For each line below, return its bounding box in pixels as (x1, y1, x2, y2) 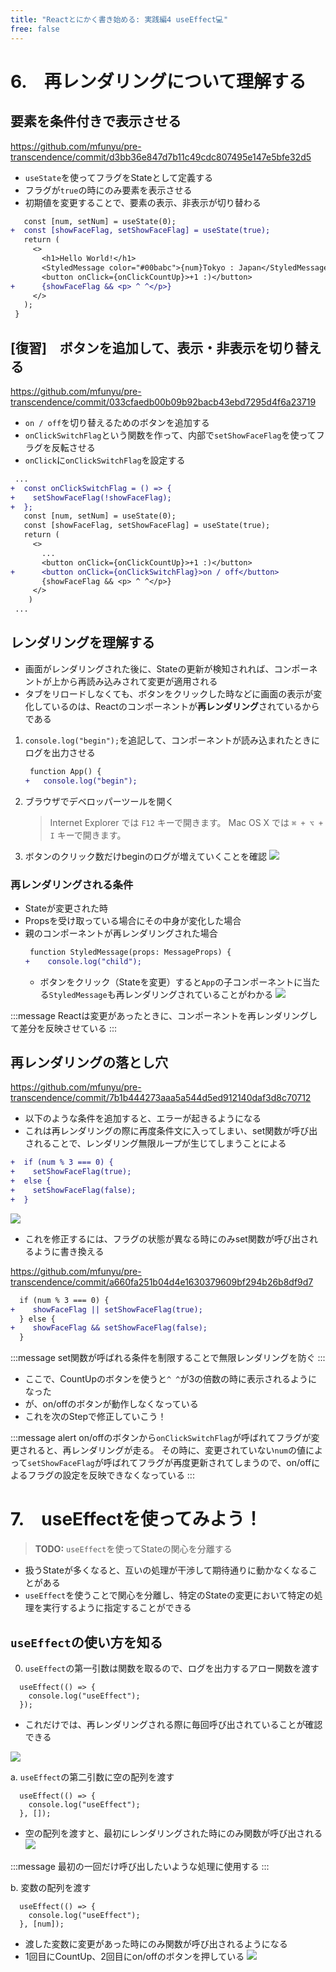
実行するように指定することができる (42, 1602, 192, 1614)
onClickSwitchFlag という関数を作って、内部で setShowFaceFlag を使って (24, 429, 317, 441)
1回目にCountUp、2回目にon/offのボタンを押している (24, 1950, 245, 1962)
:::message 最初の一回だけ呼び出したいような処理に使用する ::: (10, 1860, 270, 1872)
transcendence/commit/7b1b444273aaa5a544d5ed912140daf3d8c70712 (10, 1092, 312, 1104)
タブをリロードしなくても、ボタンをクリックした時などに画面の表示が (24, 687, 314, 700)
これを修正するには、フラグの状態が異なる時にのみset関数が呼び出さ (24, 1232, 310, 1245)
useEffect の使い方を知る (10, 1634, 163, 1651)
